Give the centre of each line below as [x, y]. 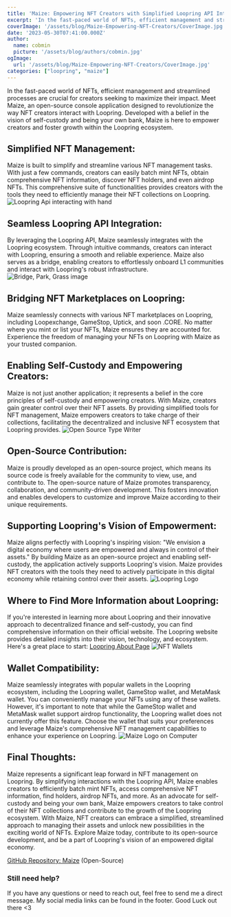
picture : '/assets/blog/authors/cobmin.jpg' [78, 52]
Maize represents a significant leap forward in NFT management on [103, 774]
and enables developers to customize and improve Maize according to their [114, 497]
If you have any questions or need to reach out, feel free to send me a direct [115, 893]
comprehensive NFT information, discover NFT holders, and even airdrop [111, 180]
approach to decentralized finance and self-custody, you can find [100, 625]
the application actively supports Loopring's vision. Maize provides [128, 564]
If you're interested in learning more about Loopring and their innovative [109, 617]
